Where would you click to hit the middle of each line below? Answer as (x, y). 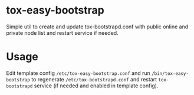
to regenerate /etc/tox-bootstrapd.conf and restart (94, 79)
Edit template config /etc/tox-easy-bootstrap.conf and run (78, 73)
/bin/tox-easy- (170, 73)
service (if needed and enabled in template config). (96, 86)
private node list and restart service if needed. (63, 32)
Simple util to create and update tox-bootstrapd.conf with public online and (97, 27)
